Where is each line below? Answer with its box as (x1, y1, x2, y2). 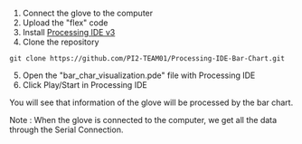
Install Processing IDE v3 (22, 27, 116, 37)
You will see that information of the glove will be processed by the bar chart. (9, 97, 294, 108)
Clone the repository (22, 36, 99, 47)
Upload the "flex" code (22, 17, 109, 28)
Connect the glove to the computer (22, 8, 154, 18)
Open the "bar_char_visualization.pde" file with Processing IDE (22, 70, 256, 81)
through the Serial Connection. (9, 124, 124, 135)
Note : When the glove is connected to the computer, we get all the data (9, 115, 278, 125)
